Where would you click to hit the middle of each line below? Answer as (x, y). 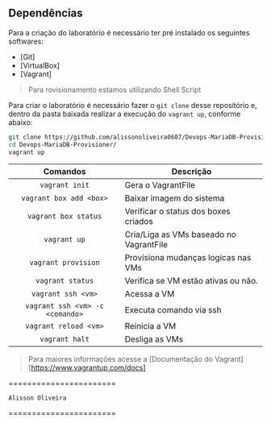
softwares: (26, 41)
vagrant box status (65, 216)
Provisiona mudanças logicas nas (188, 258)
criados (139, 222)
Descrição (192, 172)
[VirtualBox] (40, 65)
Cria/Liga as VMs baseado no (180, 234)
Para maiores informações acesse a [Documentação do (121, 359)
